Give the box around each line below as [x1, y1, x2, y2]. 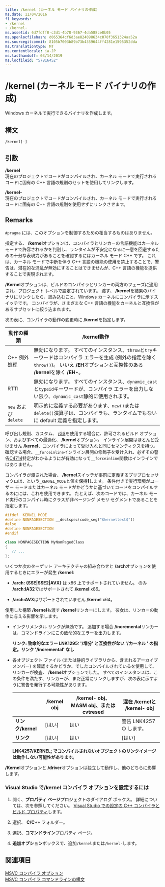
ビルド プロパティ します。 [12, 809, 65, 814]
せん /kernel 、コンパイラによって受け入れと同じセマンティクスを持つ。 [13, 443, 158, 449]
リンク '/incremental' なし [21, 646, 75, 652]
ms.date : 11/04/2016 [5, 12, 48, 17]
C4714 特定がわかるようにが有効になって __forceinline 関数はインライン [9, 455, 154, 461]
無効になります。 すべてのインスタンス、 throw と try [33, 347, 153, 353]
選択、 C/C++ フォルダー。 [12, 819, 68, 825]
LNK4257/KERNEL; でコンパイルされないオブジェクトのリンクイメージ [12, 748, 156, 754]
